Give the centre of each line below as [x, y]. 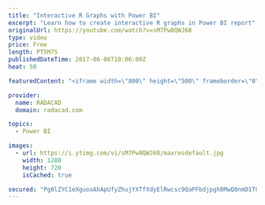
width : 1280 [42, 160]
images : [21, 146]
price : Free [28, 45]
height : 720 [42, 168]
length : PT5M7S [33, 52]
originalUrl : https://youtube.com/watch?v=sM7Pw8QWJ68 [100, 30]
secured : [22, 189]
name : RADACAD [38, 102]
